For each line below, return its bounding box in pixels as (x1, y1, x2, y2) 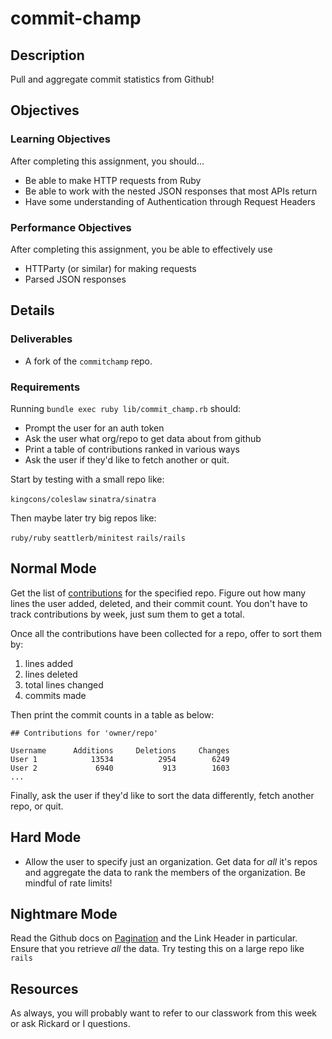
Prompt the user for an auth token (24, 422, 165, 434)
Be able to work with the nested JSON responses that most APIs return (24, 185, 318, 197)
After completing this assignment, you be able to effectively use (10, 243, 273, 255)
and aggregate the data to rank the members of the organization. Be (24, 866, 306, 878)
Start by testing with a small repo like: (10, 473, 165, 485)
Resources (10, 980, 79, 997)
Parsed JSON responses (24, 273, 127, 285)
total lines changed (24, 678, 104, 691)
